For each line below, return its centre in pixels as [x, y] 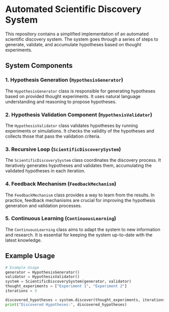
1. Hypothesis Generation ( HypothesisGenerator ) [64, 80]
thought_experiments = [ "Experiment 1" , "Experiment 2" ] [66, 286]
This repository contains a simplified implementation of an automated [77, 34]
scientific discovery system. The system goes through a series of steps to [82, 39]
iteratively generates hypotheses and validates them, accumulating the [78, 166]
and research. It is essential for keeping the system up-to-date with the [79, 235]
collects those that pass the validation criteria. [53, 136]
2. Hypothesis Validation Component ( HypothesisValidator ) [79, 115]
